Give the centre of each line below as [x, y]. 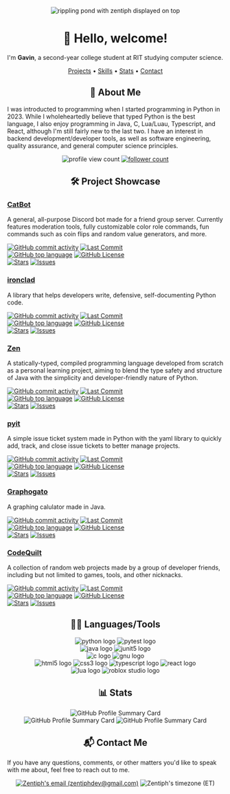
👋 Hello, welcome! [115, 39]
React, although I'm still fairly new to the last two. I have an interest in [105, 131]
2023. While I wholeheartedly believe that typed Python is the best [101, 116]
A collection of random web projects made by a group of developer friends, [114, 567]
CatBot [19, 205]
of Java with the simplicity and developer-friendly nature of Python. [103, 378]
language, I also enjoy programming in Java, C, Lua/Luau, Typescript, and [112, 123]
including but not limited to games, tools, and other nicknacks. [95, 574]
